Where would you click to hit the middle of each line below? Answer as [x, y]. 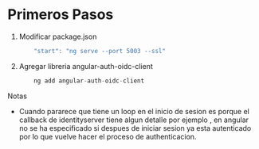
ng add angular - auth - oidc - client [89, 81]
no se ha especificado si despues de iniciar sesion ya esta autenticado [135, 128]
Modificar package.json [58, 36]
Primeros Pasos [61, 15]
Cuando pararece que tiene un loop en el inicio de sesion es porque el [134, 111]
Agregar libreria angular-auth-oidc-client [86, 66]
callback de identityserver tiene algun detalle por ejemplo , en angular [133, 120]
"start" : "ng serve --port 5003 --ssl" [100, 51]
